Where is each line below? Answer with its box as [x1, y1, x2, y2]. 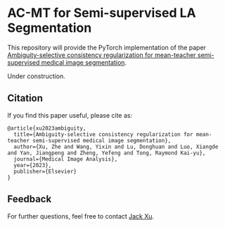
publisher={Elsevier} [13, 168, 77, 175]
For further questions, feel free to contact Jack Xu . [7, 211, 155, 220]
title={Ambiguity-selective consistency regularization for [13, 130, 193, 138]
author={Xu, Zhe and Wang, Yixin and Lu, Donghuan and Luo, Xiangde [13, 143, 219, 150]
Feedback [7, 193, 52, 205]
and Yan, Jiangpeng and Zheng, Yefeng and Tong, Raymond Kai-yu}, [7, 149, 206, 157]
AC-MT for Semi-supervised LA [7, 5, 196, 21]
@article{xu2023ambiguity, [7, 125, 86, 132]
